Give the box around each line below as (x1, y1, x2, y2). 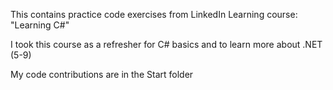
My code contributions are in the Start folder (10, 69, 194, 80)
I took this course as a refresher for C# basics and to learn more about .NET (10, 39, 323, 50)
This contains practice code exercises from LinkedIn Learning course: (10, 9, 298, 20)
